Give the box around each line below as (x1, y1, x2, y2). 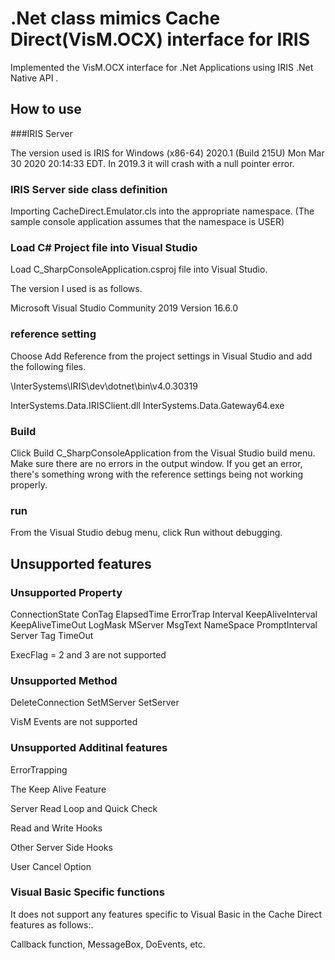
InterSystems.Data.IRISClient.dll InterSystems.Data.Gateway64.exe (10, 399, 285, 411)
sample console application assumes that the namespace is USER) (10, 216, 285, 228)
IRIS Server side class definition (10, 182, 168, 196)
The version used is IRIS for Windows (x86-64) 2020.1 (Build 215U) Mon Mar (10, 147, 325, 159)
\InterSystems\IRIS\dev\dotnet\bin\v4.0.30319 (10, 380, 198, 392)
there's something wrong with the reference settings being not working (10, 468, 304, 480)
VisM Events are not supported (10, 716, 138, 728)
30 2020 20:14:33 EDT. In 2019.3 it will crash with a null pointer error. (10, 157, 295, 169)
